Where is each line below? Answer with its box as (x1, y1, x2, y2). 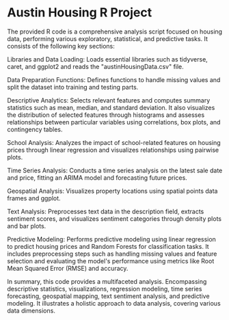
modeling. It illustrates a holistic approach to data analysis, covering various (7, 299, 221, 307)
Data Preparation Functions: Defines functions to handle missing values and (7, 75, 221, 83)
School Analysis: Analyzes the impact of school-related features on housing (7, 138, 221, 146)
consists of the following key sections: (7, 42, 115, 50)
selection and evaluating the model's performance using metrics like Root (7, 256, 215, 265)
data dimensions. (7, 306, 56, 315)
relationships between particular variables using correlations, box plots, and (7, 118, 221, 126)
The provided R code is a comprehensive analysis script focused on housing (7, 27, 223, 36)
